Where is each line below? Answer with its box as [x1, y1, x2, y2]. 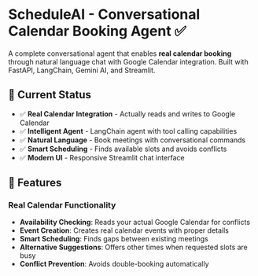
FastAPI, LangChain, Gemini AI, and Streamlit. [8, 65, 156, 75]
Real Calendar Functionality [8, 200, 116, 211]
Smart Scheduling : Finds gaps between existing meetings [19, 234, 208, 244]
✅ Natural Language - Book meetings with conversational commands [19, 135, 246, 145]
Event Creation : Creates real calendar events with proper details [19, 226, 230, 235]
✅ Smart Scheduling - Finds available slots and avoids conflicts [19, 144, 227, 153]
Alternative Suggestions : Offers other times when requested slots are [19, 242, 248, 252]
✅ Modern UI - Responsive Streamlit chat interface [19, 153, 185, 162]
